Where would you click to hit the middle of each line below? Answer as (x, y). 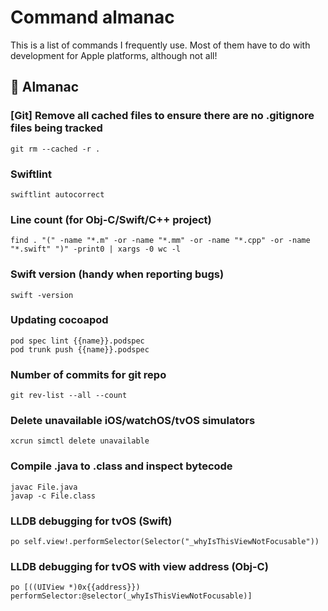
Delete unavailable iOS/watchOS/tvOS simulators (133, 421)
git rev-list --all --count (69, 396)
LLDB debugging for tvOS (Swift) (91, 521)
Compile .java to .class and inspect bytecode (121, 466)
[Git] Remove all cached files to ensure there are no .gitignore (162, 116)
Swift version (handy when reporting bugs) (117, 274)
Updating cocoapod (59, 320)
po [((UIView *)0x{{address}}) (75, 587)
